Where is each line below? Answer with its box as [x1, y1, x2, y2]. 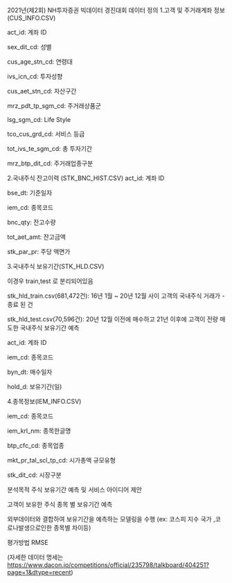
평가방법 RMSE [7, 539, 48, 546]
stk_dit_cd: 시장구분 [7, 471, 62, 479]
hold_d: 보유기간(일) [7, 383, 62, 391]
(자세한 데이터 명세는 [7, 553, 64, 561]
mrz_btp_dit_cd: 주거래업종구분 [7, 159, 93, 168]
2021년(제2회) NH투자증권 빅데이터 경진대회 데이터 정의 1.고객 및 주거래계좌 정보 [7, 6, 225, 14]
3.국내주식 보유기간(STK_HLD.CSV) [7, 262, 105, 270]
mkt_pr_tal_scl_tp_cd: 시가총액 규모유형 [7, 456, 116, 464]
